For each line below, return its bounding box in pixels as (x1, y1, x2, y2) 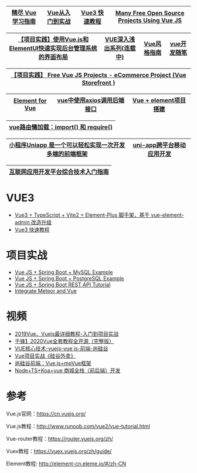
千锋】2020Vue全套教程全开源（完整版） (14, 337, 114, 344)
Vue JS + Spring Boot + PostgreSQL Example (14, 275, 124, 282)
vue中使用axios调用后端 (57, 96, 125, 104)
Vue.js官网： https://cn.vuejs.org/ (6, 410, 86, 417)
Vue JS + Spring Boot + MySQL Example (14, 268, 113, 275)
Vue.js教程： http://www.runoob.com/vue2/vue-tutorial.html (6, 423, 151, 430)
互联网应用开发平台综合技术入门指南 (9, 168, 110, 175)
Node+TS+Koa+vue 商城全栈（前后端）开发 (14, 367, 121, 374)
